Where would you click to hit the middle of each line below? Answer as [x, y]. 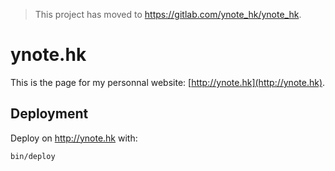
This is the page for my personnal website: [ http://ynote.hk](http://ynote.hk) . [168, 82]
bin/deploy [33, 156]
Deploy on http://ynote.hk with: [74, 138]
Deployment [49, 114]
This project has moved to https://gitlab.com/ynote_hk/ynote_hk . [168, 14]
